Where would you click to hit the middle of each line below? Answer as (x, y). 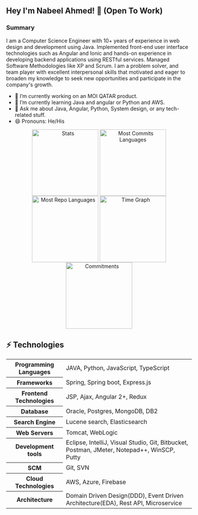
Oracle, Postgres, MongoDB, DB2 (112, 411)
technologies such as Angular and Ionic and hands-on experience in (89, 53)
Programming (34, 364)
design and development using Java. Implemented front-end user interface (97, 47)
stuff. (39, 115)
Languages (35, 371)
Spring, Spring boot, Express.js (108, 382)
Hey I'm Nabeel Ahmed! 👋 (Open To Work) (85, 11)
